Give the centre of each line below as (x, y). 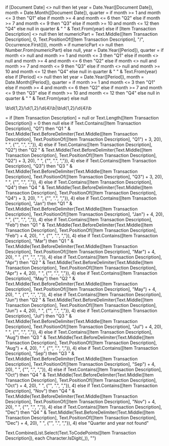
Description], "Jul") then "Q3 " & (39, 316)
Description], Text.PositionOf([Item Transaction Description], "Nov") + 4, (81, 402)
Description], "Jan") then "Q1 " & (39, 203)
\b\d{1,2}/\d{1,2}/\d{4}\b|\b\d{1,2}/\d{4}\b (48, 108)
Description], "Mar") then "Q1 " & (40, 241)
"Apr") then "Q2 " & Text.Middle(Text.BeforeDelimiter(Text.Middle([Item (79, 262)
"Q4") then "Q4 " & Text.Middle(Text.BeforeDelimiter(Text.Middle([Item (79, 187)
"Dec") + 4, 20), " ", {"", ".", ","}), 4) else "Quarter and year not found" (77, 423)
